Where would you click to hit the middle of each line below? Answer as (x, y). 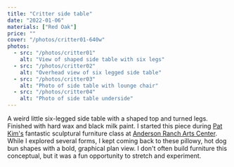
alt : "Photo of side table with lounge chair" (89, 86)
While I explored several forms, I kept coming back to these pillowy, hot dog (117, 141)
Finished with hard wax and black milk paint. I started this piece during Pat (115, 126)
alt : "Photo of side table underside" (77, 99)
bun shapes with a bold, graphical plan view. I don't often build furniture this (117, 148)
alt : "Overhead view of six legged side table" (91, 72)
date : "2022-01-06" (36, 20)
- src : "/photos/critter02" (55, 66)
